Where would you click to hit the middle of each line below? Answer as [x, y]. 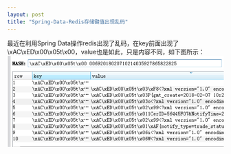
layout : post [26, 14]
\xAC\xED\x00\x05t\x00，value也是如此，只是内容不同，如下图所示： [106, 52]
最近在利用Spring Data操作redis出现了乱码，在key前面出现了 [93, 43]
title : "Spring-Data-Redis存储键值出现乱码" [68, 22]
